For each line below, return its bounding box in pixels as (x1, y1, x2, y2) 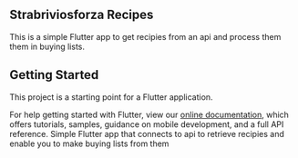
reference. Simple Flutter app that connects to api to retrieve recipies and (9, 128, 285, 139)
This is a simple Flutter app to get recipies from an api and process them (9, 31, 282, 42)
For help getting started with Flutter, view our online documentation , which (9, 109, 290, 120)
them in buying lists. (9, 41, 85, 52)
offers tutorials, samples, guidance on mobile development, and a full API (9, 118, 284, 130)
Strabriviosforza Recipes (9, 7, 154, 23)
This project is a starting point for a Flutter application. (9, 91, 213, 103)
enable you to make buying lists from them (9, 138, 170, 149)
